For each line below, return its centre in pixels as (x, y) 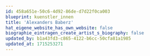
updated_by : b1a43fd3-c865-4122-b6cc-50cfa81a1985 (68, 38)
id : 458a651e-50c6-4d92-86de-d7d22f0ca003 (58, 11)
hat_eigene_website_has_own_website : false (59, 28)
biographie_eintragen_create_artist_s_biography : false (75, 33)
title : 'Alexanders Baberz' (40, 22)
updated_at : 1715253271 (34, 44)
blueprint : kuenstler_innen (40, 17)
